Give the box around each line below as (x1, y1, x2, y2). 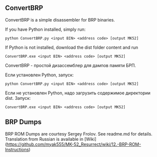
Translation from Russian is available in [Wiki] (5, 136, 97, 142)
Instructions (5, 146, 29, 152)
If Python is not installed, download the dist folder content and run (5, 44, 138, 50)
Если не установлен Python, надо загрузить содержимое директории (5, 90, 151, 96)
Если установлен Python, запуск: (5, 72, 74, 78)
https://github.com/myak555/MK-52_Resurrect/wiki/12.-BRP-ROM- (6, 141, 141, 147)
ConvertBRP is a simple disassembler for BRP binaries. (5, 17, 115, 22)
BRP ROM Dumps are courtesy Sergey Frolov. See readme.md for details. (5, 131, 153, 136)
